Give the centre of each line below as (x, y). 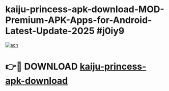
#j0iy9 (110, 31)
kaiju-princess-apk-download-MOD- (85, 9)
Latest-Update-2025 (50, 31)
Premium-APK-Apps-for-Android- (79, 20)
